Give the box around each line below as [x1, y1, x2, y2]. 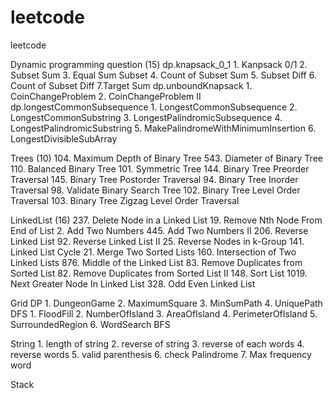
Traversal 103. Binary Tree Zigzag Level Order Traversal [10, 194, 240, 206]
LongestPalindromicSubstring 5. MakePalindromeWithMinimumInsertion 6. [10, 122, 317, 134]
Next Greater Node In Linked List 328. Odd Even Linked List [10, 277, 256, 290]
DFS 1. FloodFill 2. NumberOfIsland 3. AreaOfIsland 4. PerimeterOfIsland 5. [10, 307, 318, 320]
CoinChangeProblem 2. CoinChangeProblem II [10, 90, 202, 102]
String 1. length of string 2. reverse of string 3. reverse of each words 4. [10, 337, 305, 350]
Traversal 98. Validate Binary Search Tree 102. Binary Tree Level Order [10, 184, 301, 196]
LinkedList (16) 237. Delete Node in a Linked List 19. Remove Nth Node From [10, 214, 323, 226]
